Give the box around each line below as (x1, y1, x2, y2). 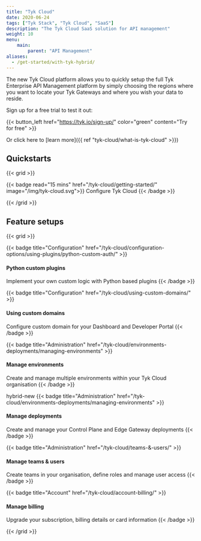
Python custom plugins (6, 264, 66, 271)
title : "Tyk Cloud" (6, 8, 55, 15)
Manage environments (6, 361, 64, 368)
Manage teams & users (6, 457, 65, 465)
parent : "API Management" (28, 48, 93, 54)
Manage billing (6, 503, 44, 510)
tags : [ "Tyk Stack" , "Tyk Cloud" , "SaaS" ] (6, 20, 114, 26)
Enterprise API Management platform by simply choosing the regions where (6, 82, 194, 89)
